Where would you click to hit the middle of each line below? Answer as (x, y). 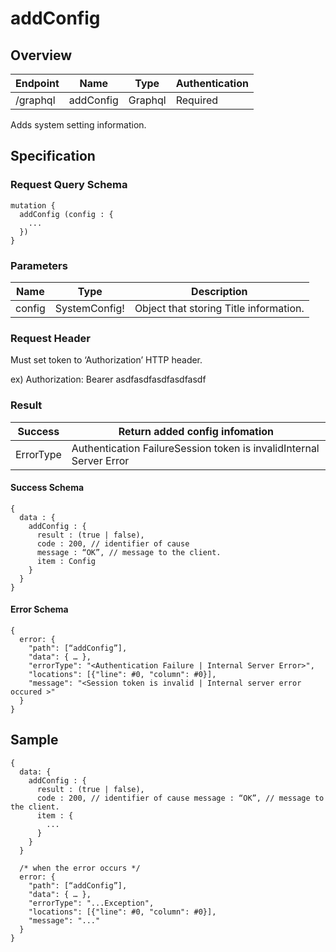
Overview (41, 55)
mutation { (33, 205)
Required (197, 100)
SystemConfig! (89, 308)
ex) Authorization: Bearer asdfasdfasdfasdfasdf (108, 379)
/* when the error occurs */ (80, 868)
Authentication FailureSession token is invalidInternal (195, 448)
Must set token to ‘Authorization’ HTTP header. (106, 360)
